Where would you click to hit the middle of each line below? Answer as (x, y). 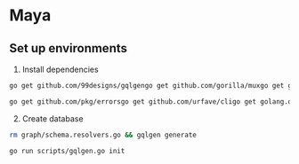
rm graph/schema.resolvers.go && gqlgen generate (103, 135)
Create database (53, 118)
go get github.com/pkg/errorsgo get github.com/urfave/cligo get (133, 102)
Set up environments (68, 48)
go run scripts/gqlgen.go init (67, 151)
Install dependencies (61, 69)
